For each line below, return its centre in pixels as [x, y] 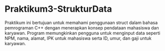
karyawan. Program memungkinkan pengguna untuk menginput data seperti [82, 33]
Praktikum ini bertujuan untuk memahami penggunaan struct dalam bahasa [81, 23]
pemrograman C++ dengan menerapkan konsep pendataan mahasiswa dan [82, 27]
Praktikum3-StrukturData [58, 9]
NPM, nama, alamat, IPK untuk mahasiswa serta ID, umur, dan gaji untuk [78, 38]
